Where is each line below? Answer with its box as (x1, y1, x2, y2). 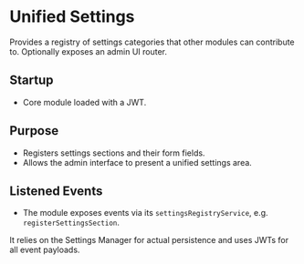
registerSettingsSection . (22, 217, 121, 228)
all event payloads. (9, 244, 80, 256)
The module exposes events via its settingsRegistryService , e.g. (22, 208, 268, 218)
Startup (9, 73, 54, 88)
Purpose (9, 123, 59, 138)
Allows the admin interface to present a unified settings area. (22, 157, 253, 168)
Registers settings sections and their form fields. (22, 147, 205, 158)
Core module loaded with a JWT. (22, 96, 147, 107)
